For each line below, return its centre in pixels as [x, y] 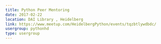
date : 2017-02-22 [24, 15]
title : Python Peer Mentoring [38, 10]
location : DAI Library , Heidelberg [44, 19]
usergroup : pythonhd [27, 29]
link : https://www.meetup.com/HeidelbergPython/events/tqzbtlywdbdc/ [81, 24]
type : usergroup [22, 33]
